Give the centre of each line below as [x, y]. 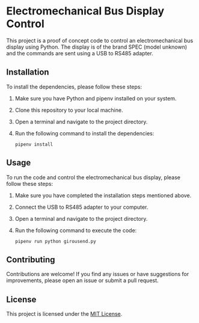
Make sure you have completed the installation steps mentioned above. [103, 195]
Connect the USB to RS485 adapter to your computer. [81, 207]
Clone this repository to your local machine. [69, 110]
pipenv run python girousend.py [55, 241]
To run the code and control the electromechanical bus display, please [93, 177]
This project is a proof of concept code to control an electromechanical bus [100, 40]
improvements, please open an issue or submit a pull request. [82, 280]
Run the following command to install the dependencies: [84, 133]
